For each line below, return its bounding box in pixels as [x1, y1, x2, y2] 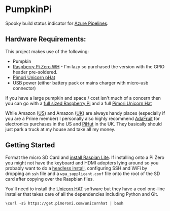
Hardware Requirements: [5, 35, 86, 44]
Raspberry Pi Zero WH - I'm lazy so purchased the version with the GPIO [12, 63, 165, 69]
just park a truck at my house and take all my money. [5, 126, 116, 132]
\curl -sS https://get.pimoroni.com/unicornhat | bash [5, 201, 124, 206]
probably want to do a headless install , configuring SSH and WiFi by [5, 165, 148, 171]
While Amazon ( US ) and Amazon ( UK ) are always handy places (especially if [5, 110, 165, 116]
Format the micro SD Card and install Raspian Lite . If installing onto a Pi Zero [5, 154, 165, 160]
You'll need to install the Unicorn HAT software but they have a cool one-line [5, 186, 165, 192]
